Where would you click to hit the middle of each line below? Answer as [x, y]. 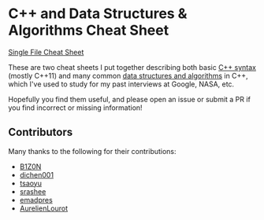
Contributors [41, 132]
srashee [33, 191]
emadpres [36, 200]
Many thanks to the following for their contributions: [92, 151]
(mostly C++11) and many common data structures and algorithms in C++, [128, 75]
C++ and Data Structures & [98, 14]
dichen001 [36, 174]
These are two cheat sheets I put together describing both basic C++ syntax [132, 67]
